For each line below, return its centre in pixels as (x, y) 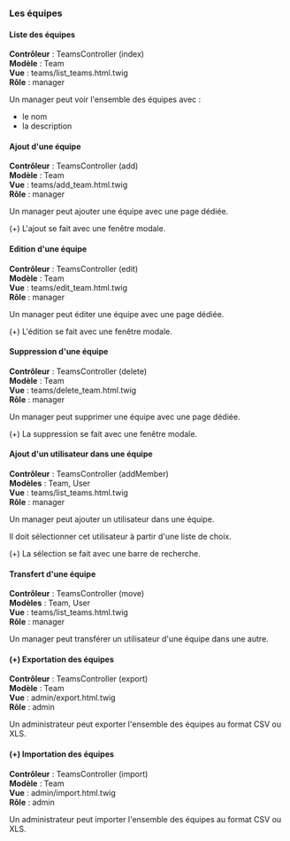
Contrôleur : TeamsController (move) (77, 594)
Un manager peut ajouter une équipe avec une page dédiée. (119, 212)
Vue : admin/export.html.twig (63, 697)
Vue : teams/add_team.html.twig (69, 185)
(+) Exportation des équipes (62, 659)
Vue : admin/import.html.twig (63, 792)
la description (47, 126)
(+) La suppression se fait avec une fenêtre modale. (103, 433)
